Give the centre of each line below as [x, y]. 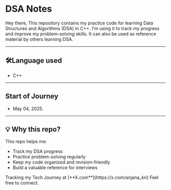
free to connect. [22, 183]
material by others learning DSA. [39, 39]
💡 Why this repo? [33, 129]
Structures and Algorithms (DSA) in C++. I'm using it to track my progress [82, 28]
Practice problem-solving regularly [49, 157]
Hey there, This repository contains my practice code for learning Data [79, 23]
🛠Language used [34, 61]
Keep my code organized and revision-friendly [61, 162]
